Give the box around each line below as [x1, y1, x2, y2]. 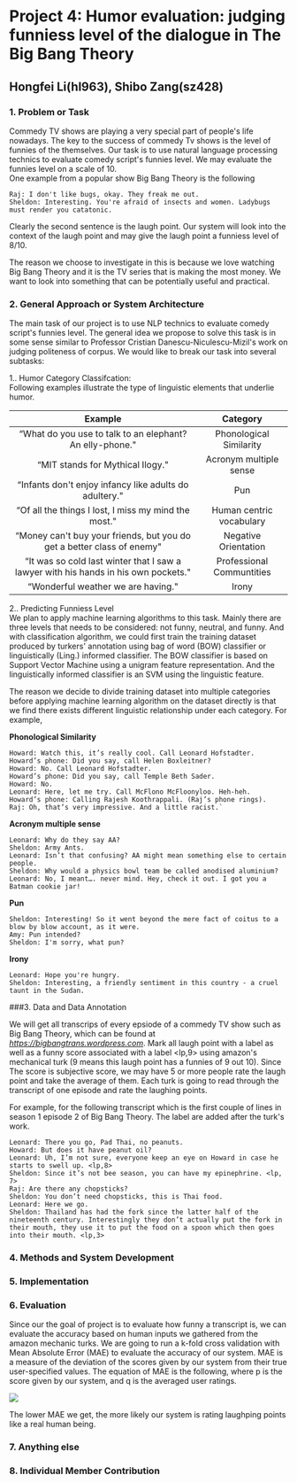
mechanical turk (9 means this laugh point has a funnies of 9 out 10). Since [9, 1057, 282, 1068]
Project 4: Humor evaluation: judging [9, 6, 286, 27]
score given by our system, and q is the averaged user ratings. [9, 1376, 237, 1386]
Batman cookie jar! [9, 882, 81, 891]
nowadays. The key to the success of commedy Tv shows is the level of [9, 135, 271, 145]
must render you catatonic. [9, 206, 113, 214]
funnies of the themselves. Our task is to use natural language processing [9, 144, 278, 155]
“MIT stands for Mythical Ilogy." [36, 459, 170, 471]
